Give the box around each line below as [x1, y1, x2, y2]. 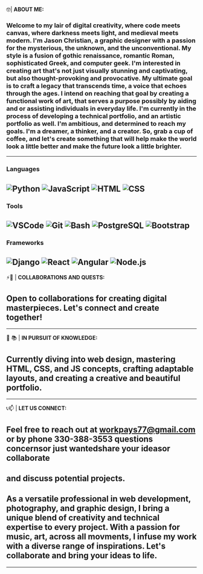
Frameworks [6, 238, 44, 247]
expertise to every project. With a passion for [6, 522, 180, 532]
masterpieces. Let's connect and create [6, 303, 159, 313]
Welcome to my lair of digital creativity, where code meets [6, 21, 181, 30]
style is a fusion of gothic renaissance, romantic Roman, [6, 51, 175, 60]
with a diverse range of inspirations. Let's [6, 541, 166, 552]
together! [6, 312, 43, 323]
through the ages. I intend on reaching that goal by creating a [6, 89, 189, 97]
